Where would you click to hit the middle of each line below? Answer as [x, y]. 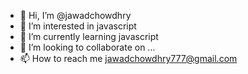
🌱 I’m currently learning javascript [89, 36]
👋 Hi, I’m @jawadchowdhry [75, 15]
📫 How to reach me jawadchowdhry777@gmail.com [128, 58]
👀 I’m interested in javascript [78, 26]
